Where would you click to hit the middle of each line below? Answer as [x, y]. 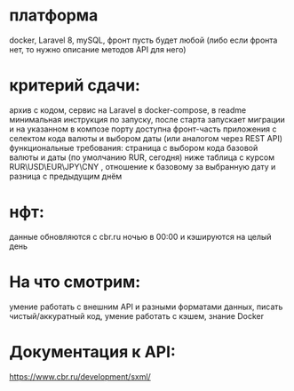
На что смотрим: [75, 282]
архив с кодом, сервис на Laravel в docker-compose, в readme [128, 110]
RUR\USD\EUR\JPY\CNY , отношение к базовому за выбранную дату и [143, 166]
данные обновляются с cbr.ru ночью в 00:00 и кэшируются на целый [141, 236]
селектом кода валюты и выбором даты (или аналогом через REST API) [146, 138]
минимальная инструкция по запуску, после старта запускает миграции [147, 119]
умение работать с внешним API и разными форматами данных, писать [146, 307]
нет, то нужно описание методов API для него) [98, 49]
